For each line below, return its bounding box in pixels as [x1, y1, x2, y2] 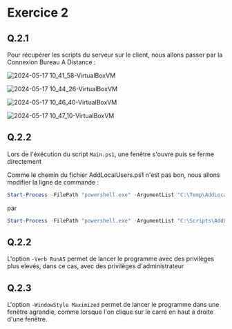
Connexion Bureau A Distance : [7, 58, 96, 66]
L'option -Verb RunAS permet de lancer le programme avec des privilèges [7, 254, 215, 263]
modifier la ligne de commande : [7, 178, 99, 186]
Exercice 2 [7, 5, 69, 21]
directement [7, 157, 42, 165]
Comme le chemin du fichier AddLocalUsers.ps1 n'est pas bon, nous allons [7, 171, 220, 179]
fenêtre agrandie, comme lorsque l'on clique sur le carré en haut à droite [7, 308, 214, 316]
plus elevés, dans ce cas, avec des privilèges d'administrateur [7, 262, 184, 270]
